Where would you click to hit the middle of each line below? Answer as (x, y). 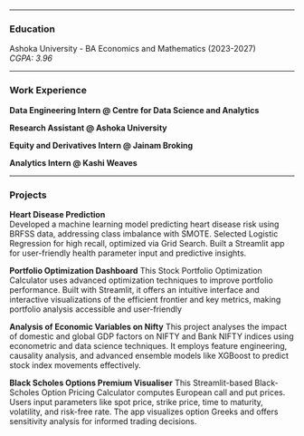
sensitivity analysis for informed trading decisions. (103, 421)
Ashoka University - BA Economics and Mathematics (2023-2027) (133, 49)
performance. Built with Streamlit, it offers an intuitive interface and (134, 290)
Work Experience (48, 91)
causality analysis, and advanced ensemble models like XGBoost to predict (149, 356)
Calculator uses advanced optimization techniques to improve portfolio (141, 280)
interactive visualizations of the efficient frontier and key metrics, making (145, 300)
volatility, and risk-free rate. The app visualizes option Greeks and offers (144, 412)
